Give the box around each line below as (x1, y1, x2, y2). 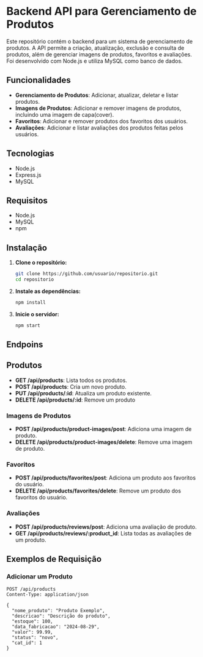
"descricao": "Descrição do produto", (12, 613, 111, 620)
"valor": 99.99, (12, 629, 53, 636)
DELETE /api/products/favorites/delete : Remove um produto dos (15, 487, 182, 495)
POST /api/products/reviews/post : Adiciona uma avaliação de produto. (15, 523, 197, 531)
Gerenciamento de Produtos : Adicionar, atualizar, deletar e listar (15, 91, 179, 99)
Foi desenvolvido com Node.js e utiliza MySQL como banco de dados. (6, 57, 183, 64)
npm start (15, 322, 41, 328)
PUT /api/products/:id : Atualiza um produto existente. (15, 389, 152, 397)
